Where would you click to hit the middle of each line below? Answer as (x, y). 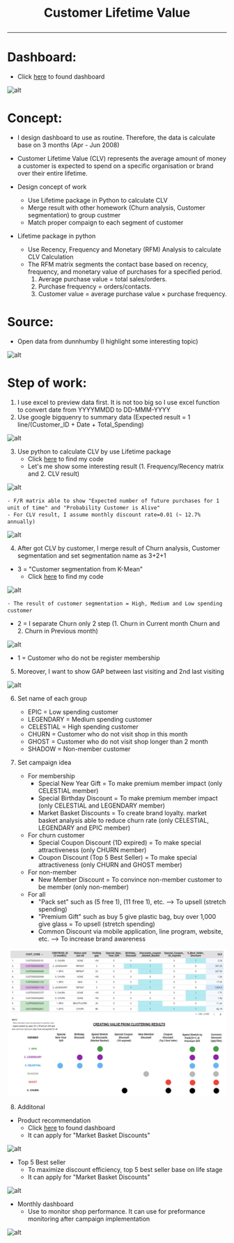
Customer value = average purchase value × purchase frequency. (132, 294)
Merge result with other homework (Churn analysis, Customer (116, 208)
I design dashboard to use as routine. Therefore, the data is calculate (116, 138)
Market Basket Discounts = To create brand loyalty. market (122, 812)
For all (37, 894)
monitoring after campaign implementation (89, 1219)
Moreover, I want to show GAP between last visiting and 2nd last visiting (120, 671)
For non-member (52, 872)
